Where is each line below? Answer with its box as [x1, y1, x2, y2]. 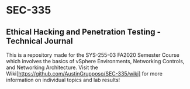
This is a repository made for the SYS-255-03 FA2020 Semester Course [6, 52, 180, 59]
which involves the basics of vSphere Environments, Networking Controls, [6, 58, 185, 64]
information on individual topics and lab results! [6, 77, 120, 83]
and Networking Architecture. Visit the [6, 64, 98, 71]
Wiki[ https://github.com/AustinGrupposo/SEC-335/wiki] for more [6, 70, 163, 77]
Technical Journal [6, 36, 73, 46]
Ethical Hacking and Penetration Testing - [6, 27, 161, 37]
